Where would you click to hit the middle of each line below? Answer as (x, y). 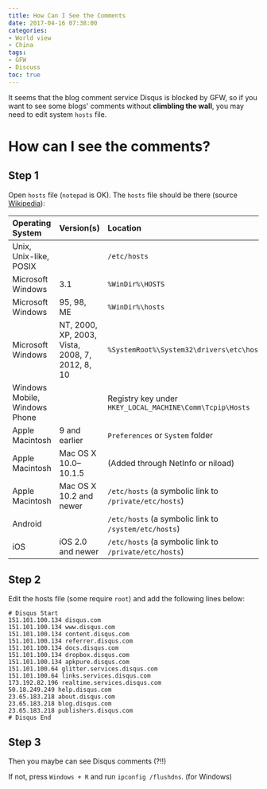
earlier (71, 440)
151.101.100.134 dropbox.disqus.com (69, 655)
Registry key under (143, 398)
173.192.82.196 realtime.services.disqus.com (85, 683)
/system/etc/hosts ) (144, 528)
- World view (30, 38)
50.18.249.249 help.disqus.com (60, 690)
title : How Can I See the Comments (67, 16)
